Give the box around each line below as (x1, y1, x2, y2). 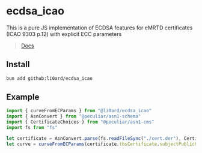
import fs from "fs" (6, 125, 58, 131)
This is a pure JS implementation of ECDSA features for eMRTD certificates (6, 24, 193, 31)
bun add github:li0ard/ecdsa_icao (6, 75, 93, 82)
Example (6, 92, 40, 103)
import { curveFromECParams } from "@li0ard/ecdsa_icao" (6, 108, 152, 114)
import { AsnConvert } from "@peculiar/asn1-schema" (6, 113, 141, 119)
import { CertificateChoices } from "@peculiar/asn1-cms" (6, 119, 155, 125)
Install (6, 59, 30, 70)
